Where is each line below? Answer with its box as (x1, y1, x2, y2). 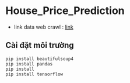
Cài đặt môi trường (5, 40, 74, 50)
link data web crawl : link (13, 23, 73, 30)
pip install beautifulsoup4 (5, 56, 74, 62)
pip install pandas (5, 61, 53, 67)
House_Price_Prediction (5, 4, 125, 18)
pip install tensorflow (5, 71, 64, 77)
